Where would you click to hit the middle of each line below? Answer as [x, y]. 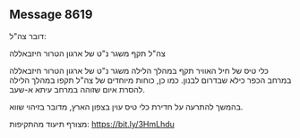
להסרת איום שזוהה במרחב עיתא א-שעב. [77, 89]
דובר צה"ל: [28, 36]
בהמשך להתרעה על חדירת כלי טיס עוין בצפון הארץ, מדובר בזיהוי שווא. [126, 107]
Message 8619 [51, 15]
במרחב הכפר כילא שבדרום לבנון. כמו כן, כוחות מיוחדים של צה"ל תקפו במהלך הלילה [150, 80]
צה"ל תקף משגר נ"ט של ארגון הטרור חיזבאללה [87, 53]
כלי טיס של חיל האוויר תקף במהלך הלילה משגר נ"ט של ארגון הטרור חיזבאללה [139, 70]
